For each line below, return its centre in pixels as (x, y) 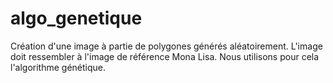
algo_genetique (76, 18)
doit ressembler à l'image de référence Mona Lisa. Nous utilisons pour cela (165, 56)
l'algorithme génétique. (58, 67)
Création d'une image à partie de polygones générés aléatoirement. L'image (166, 46)
